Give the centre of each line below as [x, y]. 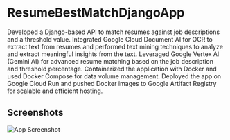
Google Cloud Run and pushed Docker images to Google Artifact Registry [112, 83]
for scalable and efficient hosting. [55, 91]
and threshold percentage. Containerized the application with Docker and [112, 69]
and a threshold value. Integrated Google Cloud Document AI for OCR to [110, 39]
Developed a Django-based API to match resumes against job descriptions [114, 32]
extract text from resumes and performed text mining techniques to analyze [115, 46]
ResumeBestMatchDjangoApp [96, 13]
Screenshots [35, 113]
